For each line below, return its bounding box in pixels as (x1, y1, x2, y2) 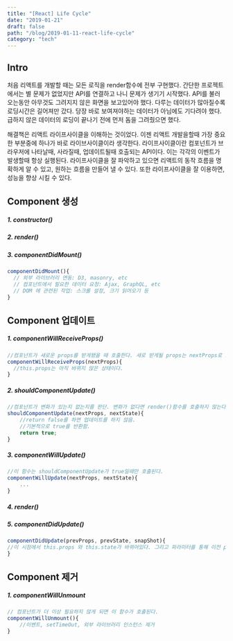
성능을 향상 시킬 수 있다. (7, 173, 72, 182)
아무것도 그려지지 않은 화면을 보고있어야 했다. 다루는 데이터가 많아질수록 (31, 98, 226, 106)
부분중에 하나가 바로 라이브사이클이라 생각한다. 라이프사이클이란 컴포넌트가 (14, 139, 217, 147)
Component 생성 (7, 195, 78, 208)
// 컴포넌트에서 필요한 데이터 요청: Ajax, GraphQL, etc (13, 281, 161, 288)
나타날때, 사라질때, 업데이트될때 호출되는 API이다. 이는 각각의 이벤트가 (31, 147, 221, 156)
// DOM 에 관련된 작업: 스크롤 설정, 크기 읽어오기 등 (13, 287, 149, 295)
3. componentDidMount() (7, 250, 82, 258)
